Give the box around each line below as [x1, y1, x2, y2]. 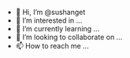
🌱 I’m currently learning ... [15, 24, 100, 33]
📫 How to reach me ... [15, 42, 89, 50]
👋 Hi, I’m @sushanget [15, 8, 86, 16]
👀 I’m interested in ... [15, 16, 83, 25]
